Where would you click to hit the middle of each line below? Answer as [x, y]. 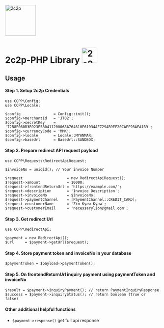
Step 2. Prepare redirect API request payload [52, 150]
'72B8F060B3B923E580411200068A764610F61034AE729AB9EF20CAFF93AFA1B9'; [79, 127]
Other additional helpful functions [41, 309]
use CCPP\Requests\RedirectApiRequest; [46, 161]
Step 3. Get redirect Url [29, 219]
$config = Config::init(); [48, 114]
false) [12, 299]
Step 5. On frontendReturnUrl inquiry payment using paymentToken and [80, 274]
